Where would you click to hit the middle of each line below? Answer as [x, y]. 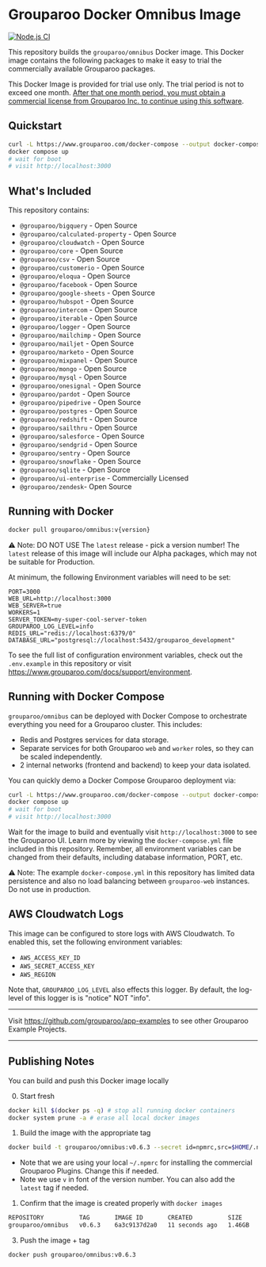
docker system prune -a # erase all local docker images [104, 1118]
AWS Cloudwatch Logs [66, 915]
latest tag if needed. [54, 1188]
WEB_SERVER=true [35, 605]
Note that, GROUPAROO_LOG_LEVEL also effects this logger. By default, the [123, 989]
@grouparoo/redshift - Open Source [78, 419]
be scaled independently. [61, 756]
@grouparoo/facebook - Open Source [78, 285]
